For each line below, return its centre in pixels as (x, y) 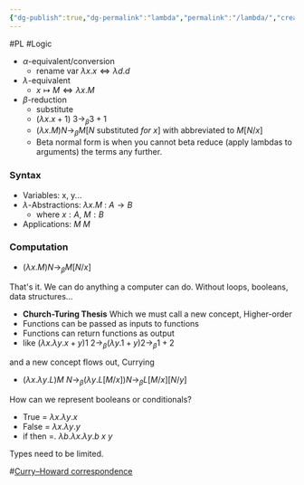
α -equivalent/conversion (68, 61)
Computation (39, 247)
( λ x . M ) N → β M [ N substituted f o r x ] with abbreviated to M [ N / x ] (149, 132)
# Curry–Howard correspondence (71, 471)
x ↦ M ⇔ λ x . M (65, 90)
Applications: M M (56, 223)
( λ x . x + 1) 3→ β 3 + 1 (71, 120)
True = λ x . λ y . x (50, 417)
